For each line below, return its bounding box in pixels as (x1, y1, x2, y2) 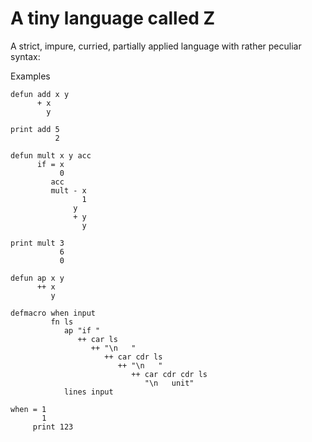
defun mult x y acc (10, 150, 92, 161)
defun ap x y (10, 273, 65, 283)
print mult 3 (10, 238, 65, 248)
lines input (63, 387, 114, 397)
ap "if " (63, 325, 101, 336)
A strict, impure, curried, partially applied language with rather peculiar (10, 40, 302, 52)
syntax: (10, 50, 41, 62)
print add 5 (10, 124, 60, 134)
